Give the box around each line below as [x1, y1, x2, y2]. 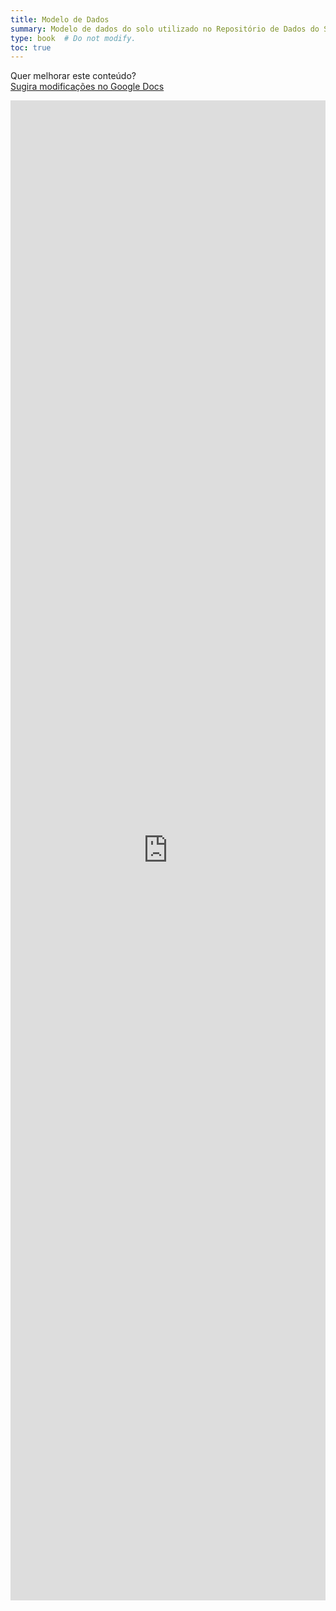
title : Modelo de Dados [10, 14, 110, 25]
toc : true [10, 42, 52, 53]
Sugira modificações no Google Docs [10, 81, 165, 93]
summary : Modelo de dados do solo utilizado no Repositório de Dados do [10, 24, 320, 34]
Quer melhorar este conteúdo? [10, 70, 137, 82]
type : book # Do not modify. [10, 33, 137, 43]
